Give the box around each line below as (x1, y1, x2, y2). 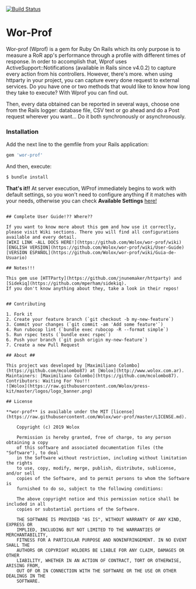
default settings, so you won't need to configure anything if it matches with (6, 191, 187, 198)
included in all (6, 501, 46, 507)
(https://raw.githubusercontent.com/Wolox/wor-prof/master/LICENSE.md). (6, 414, 187, 419)
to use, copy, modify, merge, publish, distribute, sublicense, (16, 465, 177, 471)
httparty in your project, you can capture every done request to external (6, 76, 180, 83)
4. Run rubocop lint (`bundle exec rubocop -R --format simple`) (6, 326, 169, 333)
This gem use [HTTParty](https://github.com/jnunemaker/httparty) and (6, 275, 182, 281)
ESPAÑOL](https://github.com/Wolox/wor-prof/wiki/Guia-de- (29, 249, 177, 255)
